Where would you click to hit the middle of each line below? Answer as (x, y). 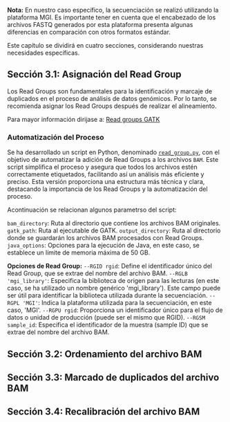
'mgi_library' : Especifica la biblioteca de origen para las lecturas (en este (113, 281)
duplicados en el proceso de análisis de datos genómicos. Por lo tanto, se (112, 98)
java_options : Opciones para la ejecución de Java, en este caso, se (104, 246)
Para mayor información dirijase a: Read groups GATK (84, 119)
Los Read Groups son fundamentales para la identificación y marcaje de (110, 91)
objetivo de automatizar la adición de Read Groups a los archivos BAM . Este (113, 160)
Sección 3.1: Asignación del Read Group (94, 74)
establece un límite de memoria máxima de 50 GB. (79, 253)
